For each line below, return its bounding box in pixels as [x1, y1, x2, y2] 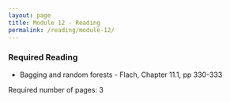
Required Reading [8, 52, 78, 63]
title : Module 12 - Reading [8, 19, 101, 27]
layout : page [8, 11, 51, 20]
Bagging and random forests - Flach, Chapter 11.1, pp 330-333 [19, 70, 223, 79]
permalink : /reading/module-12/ [8, 26, 115, 34]
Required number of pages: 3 [8, 85, 104, 94]
